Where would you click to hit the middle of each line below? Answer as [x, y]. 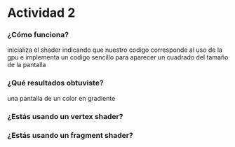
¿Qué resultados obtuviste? [55, 83]
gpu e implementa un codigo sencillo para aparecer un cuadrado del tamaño [118, 57]
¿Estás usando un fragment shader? [70, 135]
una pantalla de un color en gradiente [61, 98]
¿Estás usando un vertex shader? [65, 116]
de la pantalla [27, 65]
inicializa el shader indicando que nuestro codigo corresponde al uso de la [115, 50]
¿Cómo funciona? [38, 35]
